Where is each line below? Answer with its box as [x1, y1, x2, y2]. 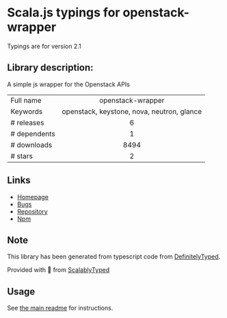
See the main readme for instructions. [7, 304, 113, 313]
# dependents [10, 129, 56, 138]
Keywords [10, 106, 43, 116]
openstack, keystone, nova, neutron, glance [62, 106, 202, 116]
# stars [10, 151, 33, 160]
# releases [10, 118, 44, 127]
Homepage [16, 193, 49, 201]
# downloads [10, 140, 53, 149]
